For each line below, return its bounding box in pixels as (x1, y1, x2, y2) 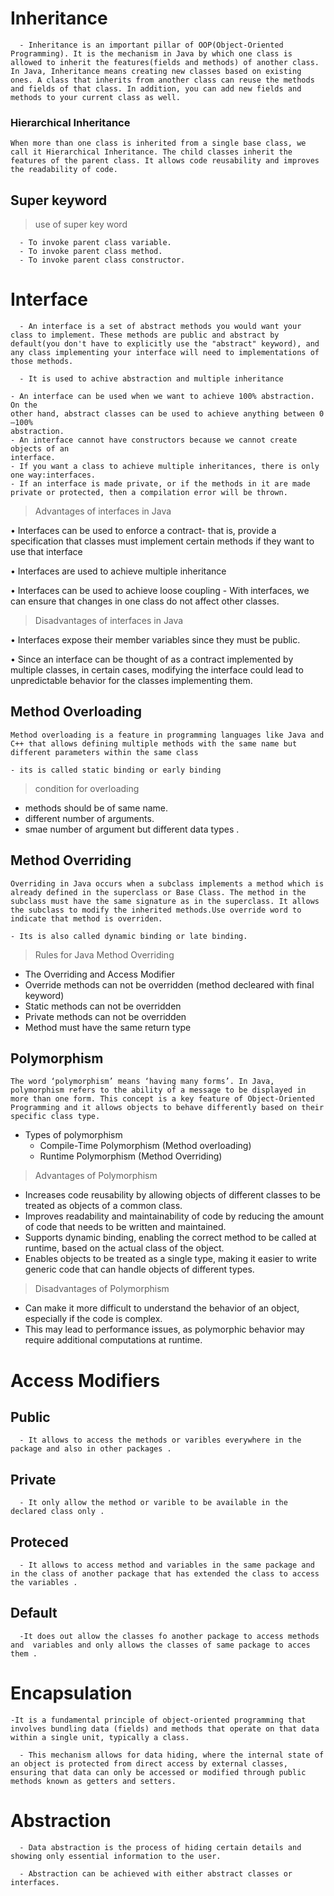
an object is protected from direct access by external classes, (10, 1758, 288, 1769)
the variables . (10, 1578, 78, 1588)
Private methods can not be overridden (24, 1010, 187, 1022)
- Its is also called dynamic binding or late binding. (10, 931, 248, 941)
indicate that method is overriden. (10, 913, 163, 924)
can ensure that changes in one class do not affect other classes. (10, 595, 280, 607)
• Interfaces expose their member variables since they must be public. (10, 633, 301, 646)
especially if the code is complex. (24, 1313, 163, 1325)
